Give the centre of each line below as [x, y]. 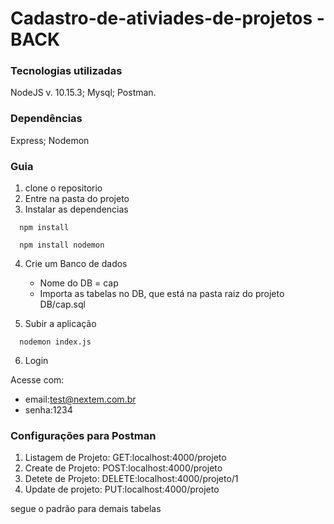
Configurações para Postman [83, 435]
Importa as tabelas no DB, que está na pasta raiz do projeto [162, 294]
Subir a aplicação [60, 324]
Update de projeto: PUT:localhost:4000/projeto [122, 489]
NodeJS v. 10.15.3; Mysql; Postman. [83, 93]
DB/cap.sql [62, 304]
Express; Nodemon [50, 140]
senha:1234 [48, 410]
